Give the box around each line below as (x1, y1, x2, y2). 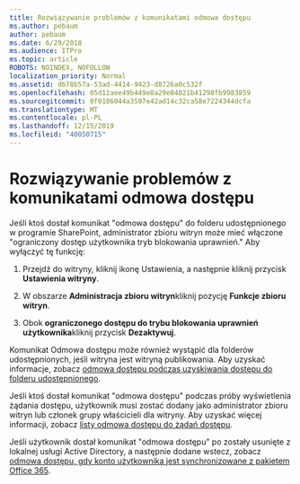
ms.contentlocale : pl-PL (9, 113, 102, 122)
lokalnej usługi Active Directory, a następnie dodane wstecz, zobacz (9, 445, 262, 456)
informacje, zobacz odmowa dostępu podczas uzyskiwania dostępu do (9, 363, 273, 374)
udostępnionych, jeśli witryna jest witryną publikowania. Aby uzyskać (9, 354, 266, 365)
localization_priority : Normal (9, 72, 127, 81)
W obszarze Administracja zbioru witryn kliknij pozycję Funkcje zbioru (22, 290, 287, 301)
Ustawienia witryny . (22, 273, 100, 284)
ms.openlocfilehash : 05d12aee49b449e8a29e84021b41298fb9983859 (9, 88, 251, 97)
